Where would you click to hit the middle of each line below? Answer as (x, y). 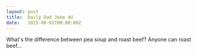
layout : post (22, 12)
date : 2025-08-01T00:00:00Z (44, 23)
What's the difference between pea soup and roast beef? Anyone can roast (99, 40)
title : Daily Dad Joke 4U (40, 17)
